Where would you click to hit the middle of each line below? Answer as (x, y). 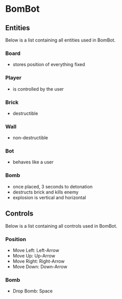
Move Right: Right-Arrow (39, 261)
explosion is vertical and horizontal (49, 197)
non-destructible (30, 138)
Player (14, 78)
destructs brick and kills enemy (46, 192)
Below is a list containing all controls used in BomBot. (61, 226)
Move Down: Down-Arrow (40, 266)
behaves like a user (33, 162)
